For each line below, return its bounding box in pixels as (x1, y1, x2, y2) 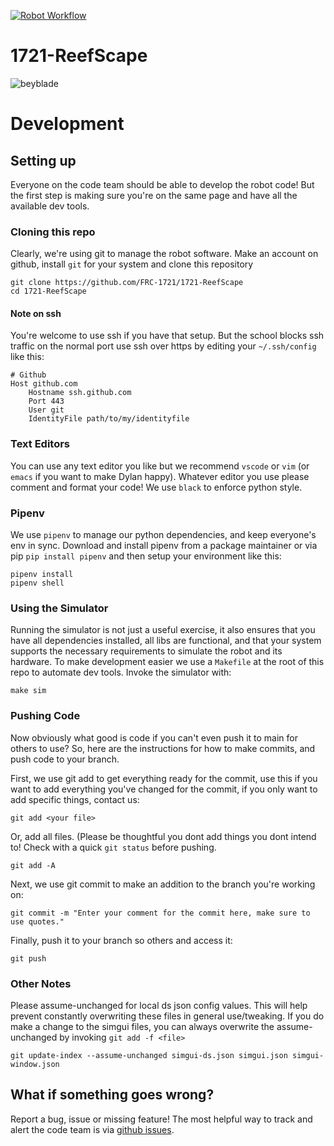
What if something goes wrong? (10, 1086, 215, 1104)
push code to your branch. (10, 753, 120, 765)
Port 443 (28, 396, 65, 407)
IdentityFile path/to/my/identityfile (28, 414, 190, 424)
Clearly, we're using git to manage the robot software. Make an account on (10, 248, 319, 260)
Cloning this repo (10, 225, 96, 239)
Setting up (10, 152, 77, 169)
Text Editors (10, 437, 71, 451)
